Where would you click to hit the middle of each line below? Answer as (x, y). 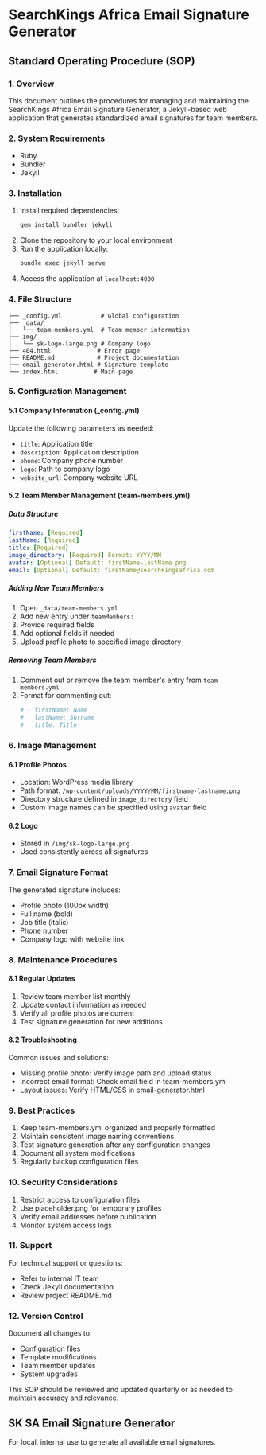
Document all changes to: (50, 1333)
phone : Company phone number (71, 460)
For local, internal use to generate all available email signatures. (112, 1441)
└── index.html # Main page (71, 372)
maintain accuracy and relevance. (64, 1398)
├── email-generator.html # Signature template (89, 365)
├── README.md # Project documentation (94, 357)
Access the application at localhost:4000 (87, 279)
